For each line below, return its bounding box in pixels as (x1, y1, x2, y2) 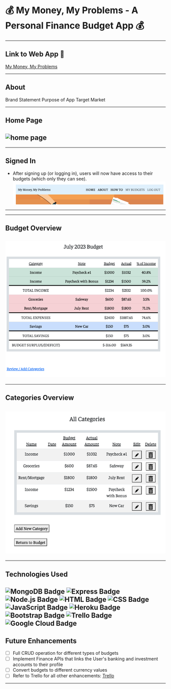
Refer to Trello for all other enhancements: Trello (12, 673, 115, 679)
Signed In (5, 157, 36, 165)
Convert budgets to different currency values (12, 667, 108, 673)
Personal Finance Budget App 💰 (5, 20, 145, 32)
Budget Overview (5, 223, 62, 233)
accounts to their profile (12, 661, 63, 668)
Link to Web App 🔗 (5, 50, 65, 59)
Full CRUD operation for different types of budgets (12, 650, 119, 656)
